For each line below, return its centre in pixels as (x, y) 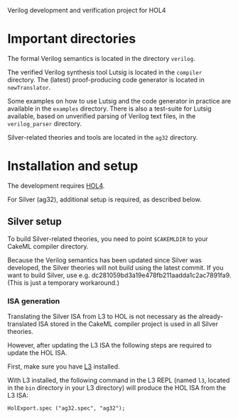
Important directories (72, 39)
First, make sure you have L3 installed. (64, 366)
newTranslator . (29, 87)
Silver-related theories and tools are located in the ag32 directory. (103, 137)
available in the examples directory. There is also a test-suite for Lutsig (109, 108)
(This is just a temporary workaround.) (63, 282)
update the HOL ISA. (37, 352)
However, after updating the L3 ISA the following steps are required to (109, 345)
